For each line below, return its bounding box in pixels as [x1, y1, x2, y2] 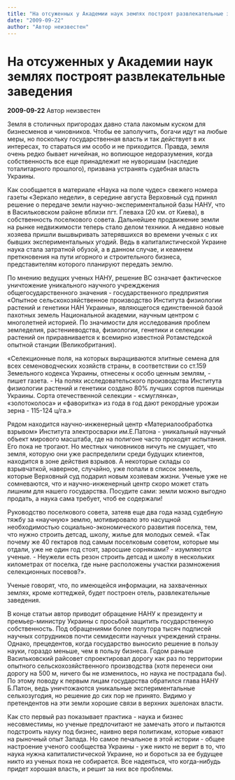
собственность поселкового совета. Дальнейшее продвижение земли [7, 215, 220, 224]
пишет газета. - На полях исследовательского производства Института [7, 376, 222, 385]
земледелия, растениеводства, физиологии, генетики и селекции [7, 326, 204, 334]
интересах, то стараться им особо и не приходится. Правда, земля [7, 142, 209, 151]
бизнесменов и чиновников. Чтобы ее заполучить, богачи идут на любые [7, 128, 227, 136]
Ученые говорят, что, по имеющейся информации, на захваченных [7, 581, 208, 589]
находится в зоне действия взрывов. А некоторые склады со [7, 457, 190, 466]
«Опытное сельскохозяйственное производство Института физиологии [7, 296, 222, 305]
